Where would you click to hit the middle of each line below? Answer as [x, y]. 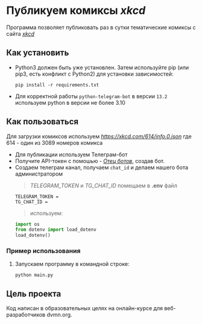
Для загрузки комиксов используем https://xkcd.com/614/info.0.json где [99, 136]
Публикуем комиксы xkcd [76, 11]
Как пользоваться [43, 122]
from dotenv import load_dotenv [55, 230]
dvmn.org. [59, 315]
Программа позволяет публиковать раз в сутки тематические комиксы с [101, 27]
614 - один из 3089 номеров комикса [55, 142]
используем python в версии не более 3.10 [70, 102]
